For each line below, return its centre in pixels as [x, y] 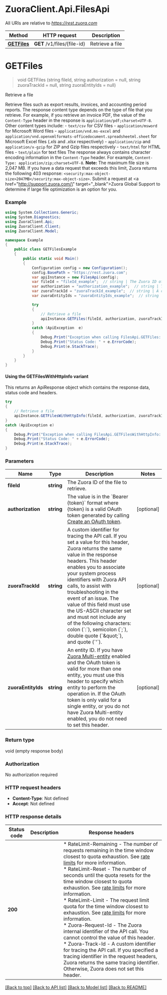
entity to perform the [91, 688]
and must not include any [96, 617]
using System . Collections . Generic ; [42, 213]
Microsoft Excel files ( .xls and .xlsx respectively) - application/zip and [78, 141]
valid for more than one [94, 669]
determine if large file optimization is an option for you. [61, 189]
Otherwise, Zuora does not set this [104, 969]
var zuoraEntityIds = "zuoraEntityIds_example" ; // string [95, 296]
